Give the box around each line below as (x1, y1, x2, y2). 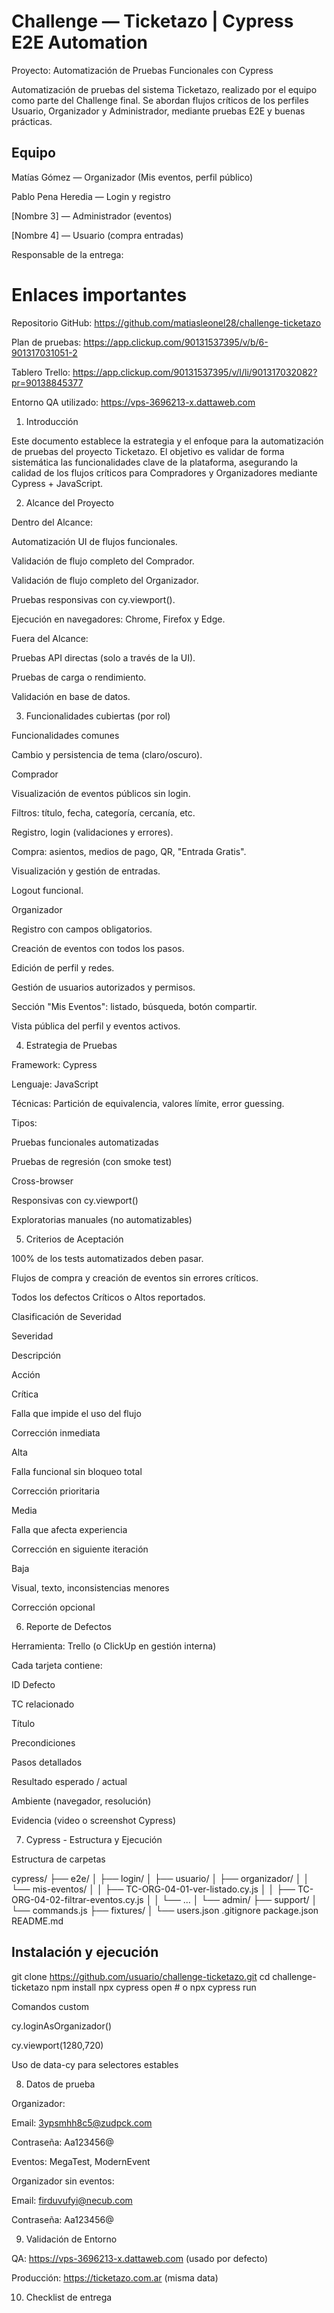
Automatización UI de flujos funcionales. (11, 535, 178, 547)
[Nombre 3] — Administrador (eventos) (11, 210, 173, 222)
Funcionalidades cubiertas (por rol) (25, 710, 171, 722)
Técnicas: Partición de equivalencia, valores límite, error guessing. (11, 1097, 285, 1109)
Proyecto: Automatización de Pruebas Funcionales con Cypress (11, 64, 274, 76)
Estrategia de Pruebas (25, 1039, 118, 1051)
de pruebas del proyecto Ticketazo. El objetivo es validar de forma (11, 445, 285, 457)
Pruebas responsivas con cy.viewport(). (11, 593, 176, 605)
